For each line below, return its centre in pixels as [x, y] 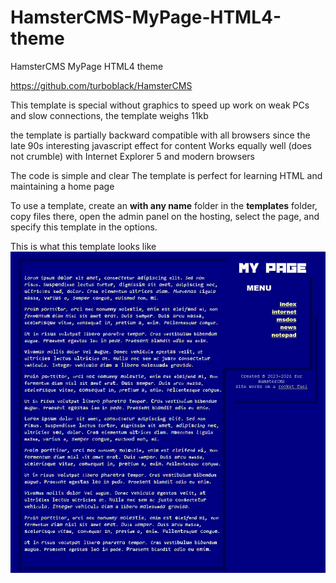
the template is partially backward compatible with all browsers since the [160, 135]
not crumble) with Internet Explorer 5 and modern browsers [132, 156]
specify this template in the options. [84, 227]
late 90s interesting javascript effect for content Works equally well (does [161, 145]
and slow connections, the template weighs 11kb [109, 115]
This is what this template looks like [83, 246]
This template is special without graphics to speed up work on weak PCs [160, 105]
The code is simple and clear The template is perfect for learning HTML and [166, 175]
